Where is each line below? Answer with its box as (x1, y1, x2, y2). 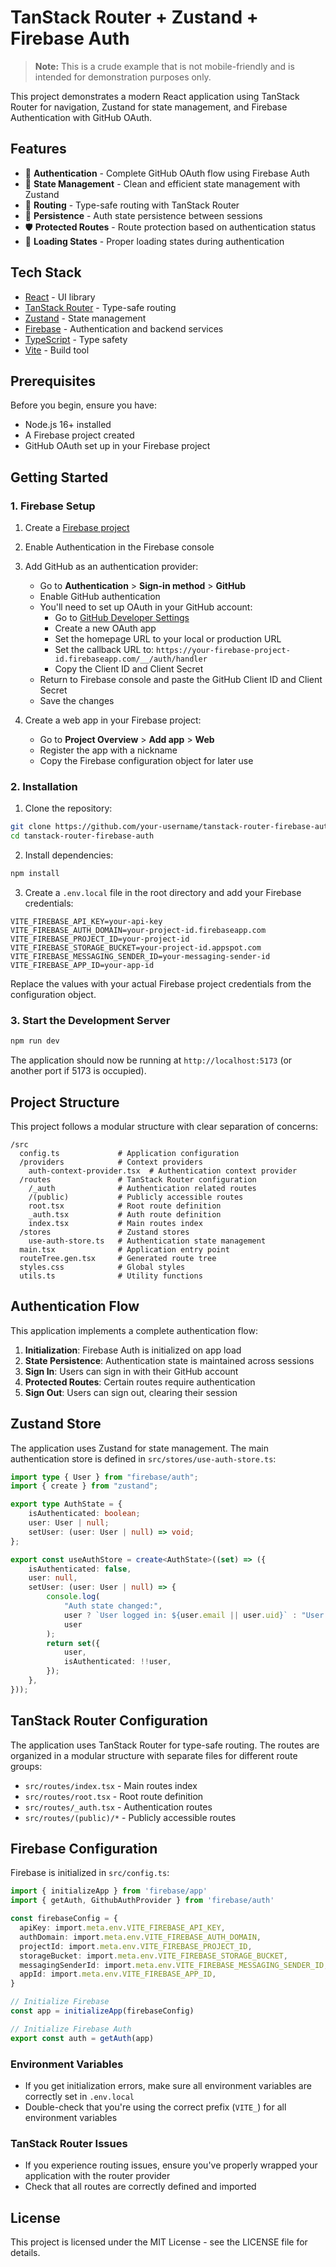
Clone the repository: (24, 802, 113, 815)
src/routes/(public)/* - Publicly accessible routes (24, 1811, 237, 1823)
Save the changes (39, 695, 115, 707)
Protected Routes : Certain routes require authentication (24, 1376, 256, 1388)
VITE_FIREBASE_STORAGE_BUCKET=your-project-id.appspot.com (10, 942, 262, 953)
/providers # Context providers (19, 1157, 203, 1167)
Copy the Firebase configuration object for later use (39, 755, 254, 767)
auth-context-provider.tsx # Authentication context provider (28, 1166, 298, 1176)
